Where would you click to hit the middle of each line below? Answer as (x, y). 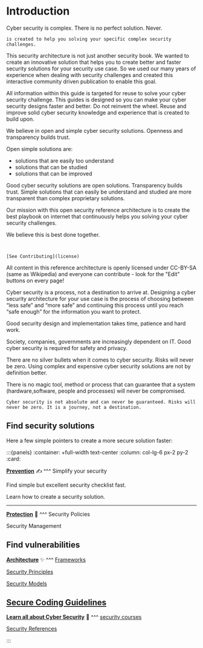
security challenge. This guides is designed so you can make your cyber (96, 100)
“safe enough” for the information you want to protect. (74, 311)
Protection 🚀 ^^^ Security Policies (48, 514)
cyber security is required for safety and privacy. (67, 348)
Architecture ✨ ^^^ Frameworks (46, 559)
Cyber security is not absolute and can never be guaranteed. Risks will (101, 402)
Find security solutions (50, 426)
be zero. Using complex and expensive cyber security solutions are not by (99, 366)
